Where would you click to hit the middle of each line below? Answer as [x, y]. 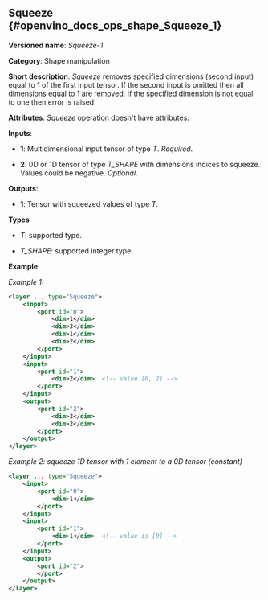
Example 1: [26, 282]
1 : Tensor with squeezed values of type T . [89, 203]
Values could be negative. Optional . [79, 173]
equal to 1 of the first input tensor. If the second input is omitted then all [126, 84]
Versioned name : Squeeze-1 [56, 45]
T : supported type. [51, 235]
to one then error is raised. [52, 102]
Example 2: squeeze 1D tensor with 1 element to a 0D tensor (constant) [126, 462]
